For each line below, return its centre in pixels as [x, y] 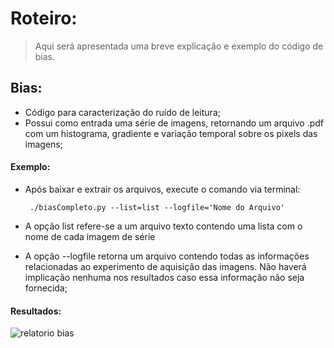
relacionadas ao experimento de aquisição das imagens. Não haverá [165, 266]
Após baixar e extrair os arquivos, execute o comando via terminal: [162, 189]
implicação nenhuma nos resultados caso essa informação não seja [164, 277]
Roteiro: [44, 18]
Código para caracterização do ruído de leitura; [122, 112]
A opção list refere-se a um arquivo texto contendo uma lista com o [163, 226]
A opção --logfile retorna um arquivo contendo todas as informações [167, 256]
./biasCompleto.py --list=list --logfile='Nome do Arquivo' [157, 207]
